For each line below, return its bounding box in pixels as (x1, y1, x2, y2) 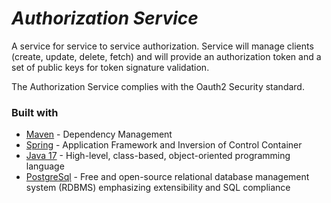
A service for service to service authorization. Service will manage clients (11, 40, 314, 52)
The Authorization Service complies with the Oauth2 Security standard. (11, 80, 305, 92)
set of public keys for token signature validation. (11, 61, 210, 73)
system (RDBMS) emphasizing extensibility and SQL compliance (25, 182, 291, 194)
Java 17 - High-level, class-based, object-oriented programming (25, 150, 291, 162)
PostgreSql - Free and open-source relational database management (25, 171, 310, 183)
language (25, 160, 65, 172)
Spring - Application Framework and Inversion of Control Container (25, 139, 303, 151)
